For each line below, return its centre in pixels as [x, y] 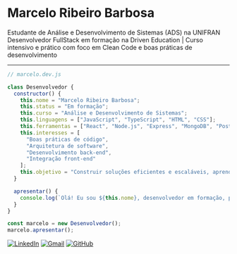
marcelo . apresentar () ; [41, 230]
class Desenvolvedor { [41, 87]
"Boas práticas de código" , [67, 139]
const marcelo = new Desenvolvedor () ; [64, 224]
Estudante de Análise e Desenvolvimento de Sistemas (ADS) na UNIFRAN [114, 32]
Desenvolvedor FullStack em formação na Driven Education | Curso [105, 39]
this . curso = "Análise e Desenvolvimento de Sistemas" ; [104, 113]
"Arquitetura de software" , [67, 146]
